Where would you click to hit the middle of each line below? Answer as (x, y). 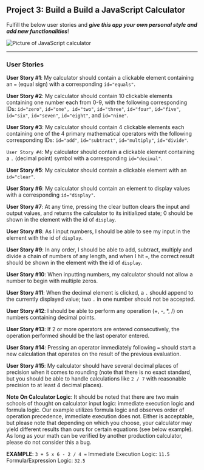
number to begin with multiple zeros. (52, 281)
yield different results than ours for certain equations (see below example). (100, 429)
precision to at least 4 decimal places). (55, 385)
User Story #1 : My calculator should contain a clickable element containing (100, 78)
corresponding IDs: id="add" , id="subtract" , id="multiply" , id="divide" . (97, 140)
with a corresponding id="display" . (51, 195)
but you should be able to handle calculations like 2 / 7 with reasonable (96, 379)
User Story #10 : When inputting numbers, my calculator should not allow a (100, 275)
